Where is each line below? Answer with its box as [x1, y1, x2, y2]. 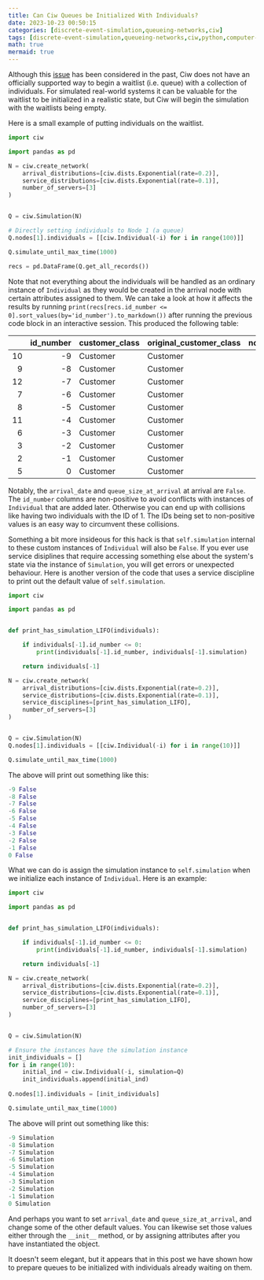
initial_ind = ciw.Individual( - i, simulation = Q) [22, 1068, 185, 1076]
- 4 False [8, 822, 37, 830]
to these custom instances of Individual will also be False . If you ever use [8, 542, 249, 552]
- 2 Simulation [8, 1185, 55, 1193]
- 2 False [8, 836, 37, 845]
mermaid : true [8, 48, 55, 56]
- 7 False [8, 800, 37, 808]
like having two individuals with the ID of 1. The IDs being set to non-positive [8, 511, 255, 520]
